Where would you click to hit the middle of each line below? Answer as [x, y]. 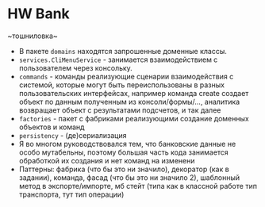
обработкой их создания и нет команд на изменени [107, 160]
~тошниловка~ [33, 36]
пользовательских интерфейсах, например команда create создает [134, 93]
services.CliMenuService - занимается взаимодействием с [118, 59]
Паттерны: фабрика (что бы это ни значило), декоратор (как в [124, 169]
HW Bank [39, 14]
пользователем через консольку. [75, 67]
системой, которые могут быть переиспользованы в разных [122, 85]
